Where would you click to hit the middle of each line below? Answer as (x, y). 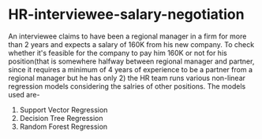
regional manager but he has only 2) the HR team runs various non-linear (127, 78)
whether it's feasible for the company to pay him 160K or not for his (118, 53)
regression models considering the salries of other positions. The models (127, 86)
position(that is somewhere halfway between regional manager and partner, (131, 61)
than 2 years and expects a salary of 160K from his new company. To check (131, 44)
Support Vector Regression (64, 110)
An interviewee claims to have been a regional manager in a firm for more (127, 36)
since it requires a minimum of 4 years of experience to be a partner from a (131, 69)
